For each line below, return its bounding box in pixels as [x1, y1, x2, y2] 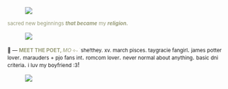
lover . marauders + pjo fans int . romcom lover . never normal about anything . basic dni [7, 53, 219, 61]
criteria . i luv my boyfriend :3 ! [7, 61, 80, 69]
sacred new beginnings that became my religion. [7, 20, 129, 27]
